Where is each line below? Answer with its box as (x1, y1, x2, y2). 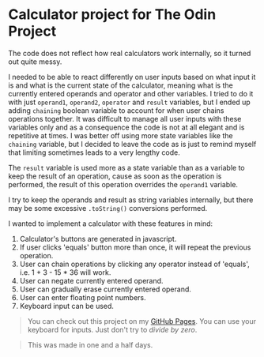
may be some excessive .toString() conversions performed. (8, 203, 208, 212)
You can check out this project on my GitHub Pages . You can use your (27, 316, 257, 325)
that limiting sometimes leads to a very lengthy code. (8, 148, 180, 157)
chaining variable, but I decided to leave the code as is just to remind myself (8, 139, 257, 148)
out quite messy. (8, 57, 62, 66)
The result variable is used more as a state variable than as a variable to (8, 163, 245, 172)
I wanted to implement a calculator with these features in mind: (8, 219, 213, 228)
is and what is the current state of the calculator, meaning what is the (8, 81, 233, 90)
